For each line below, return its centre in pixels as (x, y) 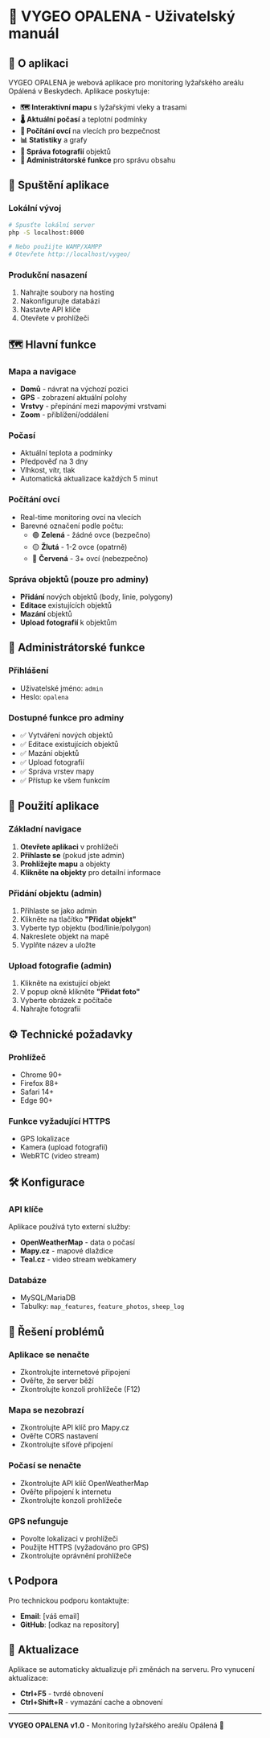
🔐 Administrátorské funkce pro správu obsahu (98, 160)
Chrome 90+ (41, 1075)
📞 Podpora (33, 1581)
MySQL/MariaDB (48, 1298)
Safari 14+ (37, 1092)
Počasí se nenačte (45, 1466)
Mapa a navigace (42, 371)
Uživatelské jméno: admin (61, 688)
